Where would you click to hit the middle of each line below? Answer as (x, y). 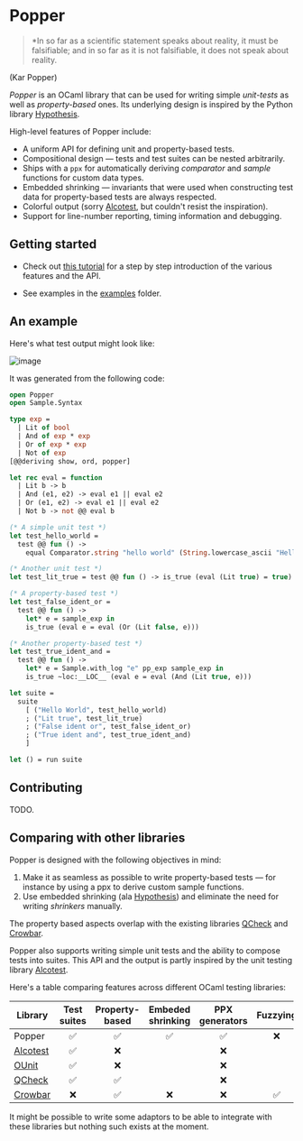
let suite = (32, 693)
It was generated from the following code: (87, 378)
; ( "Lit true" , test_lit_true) (84, 718)
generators (223, 1020)
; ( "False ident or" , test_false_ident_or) (109, 727)
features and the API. (62, 275)
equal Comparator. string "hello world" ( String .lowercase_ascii (149, 552)
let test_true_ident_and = (60, 652)
